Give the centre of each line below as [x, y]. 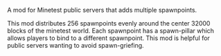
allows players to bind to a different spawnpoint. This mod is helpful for [108, 38]
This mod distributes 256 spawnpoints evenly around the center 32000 [109, 23]
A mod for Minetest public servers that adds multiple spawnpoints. [102, 10]
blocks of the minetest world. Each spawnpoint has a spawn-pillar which [111, 31]
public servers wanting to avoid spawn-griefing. [76, 45]
